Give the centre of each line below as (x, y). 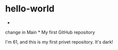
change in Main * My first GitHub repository (50, 32)
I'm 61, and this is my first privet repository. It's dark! (59, 42)
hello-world (30, 9)
